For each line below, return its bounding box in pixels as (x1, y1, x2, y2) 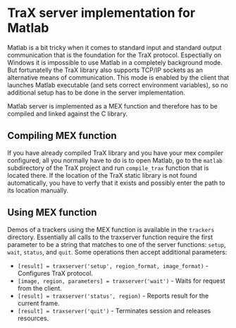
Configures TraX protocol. (17, 269, 94, 277)
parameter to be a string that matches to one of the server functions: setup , (7, 240, 226, 248)
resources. (17, 314, 49, 322)
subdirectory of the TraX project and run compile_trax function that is (7, 164, 209, 172)
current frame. (17, 298, 60, 308)
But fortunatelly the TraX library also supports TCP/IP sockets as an (7, 66, 203, 74)
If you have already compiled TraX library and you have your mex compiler (7, 148, 224, 157)
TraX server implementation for (7, 5, 196, 21)
